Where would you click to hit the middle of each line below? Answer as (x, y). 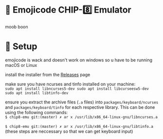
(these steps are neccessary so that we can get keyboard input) (69, 131)
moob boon (17, 27)
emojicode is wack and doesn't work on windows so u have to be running (79, 60)
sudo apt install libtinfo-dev (37, 93)
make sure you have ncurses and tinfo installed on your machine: (70, 84)
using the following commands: (36, 112)
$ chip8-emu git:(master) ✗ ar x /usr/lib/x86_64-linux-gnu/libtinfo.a (79, 126)
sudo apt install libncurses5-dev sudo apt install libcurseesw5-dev (77, 89)
